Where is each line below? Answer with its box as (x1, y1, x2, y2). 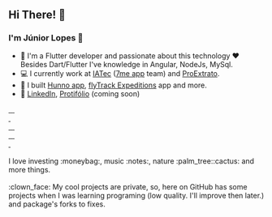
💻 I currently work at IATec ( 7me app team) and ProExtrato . (19, 68, 220, 78)
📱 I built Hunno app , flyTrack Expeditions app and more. (19, 80, 207, 90)
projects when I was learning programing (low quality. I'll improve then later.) (8, 190, 265, 200)
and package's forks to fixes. (8, 199, 106, 209)
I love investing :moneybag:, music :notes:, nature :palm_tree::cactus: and (8, 155, 254, 166)
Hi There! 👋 (8, 8, 67, 22)
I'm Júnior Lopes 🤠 (8, 32, 84, 44)
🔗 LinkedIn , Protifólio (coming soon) (19, 88, 140, 98)
